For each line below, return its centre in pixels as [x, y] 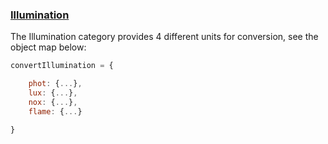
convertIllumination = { [62, 66]
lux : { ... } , [53, 93]
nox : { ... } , [53, 102]
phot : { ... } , [55, 84]
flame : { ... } [55, 111]
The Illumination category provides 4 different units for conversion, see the [164, 37]
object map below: [48, 47]
